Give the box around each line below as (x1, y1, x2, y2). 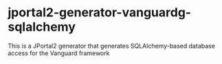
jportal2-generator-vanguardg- (8, 5, 192, 20)
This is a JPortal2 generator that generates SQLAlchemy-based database (8, 42, 216, 50)
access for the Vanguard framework (8, 49, 110, 57)
